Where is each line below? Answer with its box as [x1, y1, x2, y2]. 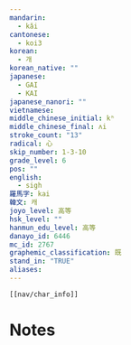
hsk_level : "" [9, 214, 63, 224]
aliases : [9, 266, 42, 275]
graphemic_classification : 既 [9, 248, 122, 257]
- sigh [17, 182, 42, 191]
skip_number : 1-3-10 [9, 147, 88, 156]
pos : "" [9, 164, 39, 173]
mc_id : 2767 [9, 240, 54, 249]
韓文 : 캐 [9, 198, 38, 208]
